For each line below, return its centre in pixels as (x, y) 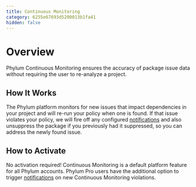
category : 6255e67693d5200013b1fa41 (51, 17)
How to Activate (36, 151)
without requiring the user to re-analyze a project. (67, 74)
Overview (30, 52)
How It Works (31, 93)
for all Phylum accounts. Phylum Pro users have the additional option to (93, 171)
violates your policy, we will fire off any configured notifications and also (94, 120)
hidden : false (24, 22)
